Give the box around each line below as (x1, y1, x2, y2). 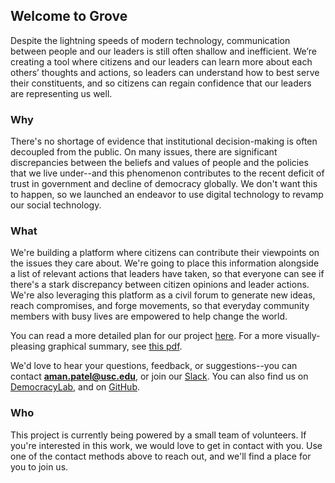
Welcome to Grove (10, 8, 128, 25)
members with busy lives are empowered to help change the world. (10, 310, 288, 323)
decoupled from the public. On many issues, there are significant (10, 146, 278, 158)
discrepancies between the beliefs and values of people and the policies (10, 157, 309, 169)
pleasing (10, 340, 46, 353)
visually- (285, 330, 321, 342)
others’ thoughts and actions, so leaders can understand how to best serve (10, 66, 320, 78)
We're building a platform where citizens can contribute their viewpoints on (10, 247, 320, 259)
